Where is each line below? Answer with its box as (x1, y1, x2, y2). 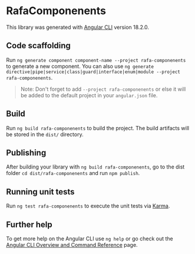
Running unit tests (6, 187, 75, 197)
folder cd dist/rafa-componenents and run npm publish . (6, 170, 140, 177)
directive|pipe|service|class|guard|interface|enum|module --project (6, 69, 181, 75)
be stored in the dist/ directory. (6, 131, 84, 138)
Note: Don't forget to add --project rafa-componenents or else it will (20, 85, 186, 93)
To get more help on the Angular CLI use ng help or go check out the (6, 235, 173, 242)
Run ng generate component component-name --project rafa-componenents (6, 56, 186, 63)
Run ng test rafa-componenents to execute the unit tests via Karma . (6, 202, 170, 210)
